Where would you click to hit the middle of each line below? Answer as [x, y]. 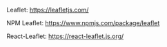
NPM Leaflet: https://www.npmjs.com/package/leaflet [83, 23]
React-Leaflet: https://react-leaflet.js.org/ [65, 36]
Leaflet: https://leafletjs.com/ [48, 10]
